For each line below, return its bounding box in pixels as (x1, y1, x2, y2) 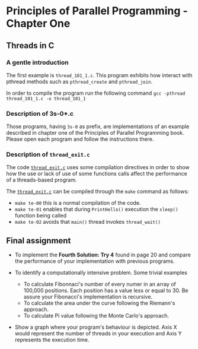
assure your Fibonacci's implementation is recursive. (23, 293, 153, 300)
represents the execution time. (14, 337, 90, 344)
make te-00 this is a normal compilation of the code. (14, 199, 141, 207)
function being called (14, 212, 67, 219)
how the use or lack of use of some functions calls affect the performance (6, 170, 188, 177)
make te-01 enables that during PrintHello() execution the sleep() (14, 206, 178, 213)
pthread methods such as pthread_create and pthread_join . (6, 78, 153, 85)
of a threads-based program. (6, 176, 77, 183)
